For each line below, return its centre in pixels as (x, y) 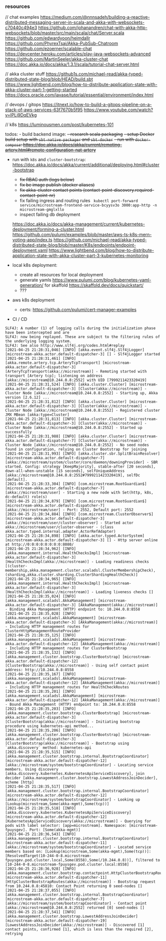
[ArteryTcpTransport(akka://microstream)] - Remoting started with (76, 372)
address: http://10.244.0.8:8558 (40, 670)
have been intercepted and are (37, 333)
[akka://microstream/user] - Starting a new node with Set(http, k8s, (79, 493)
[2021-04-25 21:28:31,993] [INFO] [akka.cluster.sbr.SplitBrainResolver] (83, 454)
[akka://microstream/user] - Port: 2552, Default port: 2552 (69, 510)
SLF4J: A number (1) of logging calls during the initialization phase (80, 328)
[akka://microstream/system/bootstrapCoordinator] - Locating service (79, 765)
